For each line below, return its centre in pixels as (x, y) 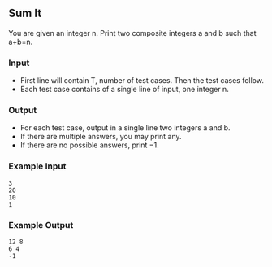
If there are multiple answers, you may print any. (101, 137)
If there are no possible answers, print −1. (90, 145)
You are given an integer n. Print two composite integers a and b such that (133, 33)
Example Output (41, 225)
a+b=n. (21, 42)
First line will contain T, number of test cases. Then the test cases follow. (142, 81)
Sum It (25, 13)
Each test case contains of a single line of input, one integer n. (124, 90)
